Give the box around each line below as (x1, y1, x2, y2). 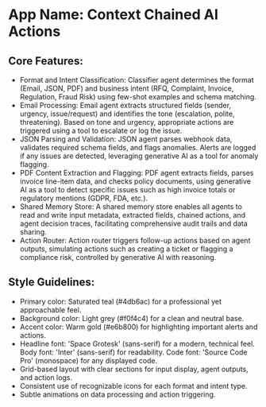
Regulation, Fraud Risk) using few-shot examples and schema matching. (19, 92, 256, 101)
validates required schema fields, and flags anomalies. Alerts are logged (19, 143, 256, 152)
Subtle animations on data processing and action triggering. (19, 390, 216, 399)
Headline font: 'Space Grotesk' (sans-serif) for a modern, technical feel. (19, 339, 256, 348)
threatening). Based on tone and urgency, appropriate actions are (19, 118, 234, 126)
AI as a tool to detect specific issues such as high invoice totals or (19, 185, 236, 194)
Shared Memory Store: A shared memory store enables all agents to (19, 202, 242, 211)
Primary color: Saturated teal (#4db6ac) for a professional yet (19, 297, 222, 306)
